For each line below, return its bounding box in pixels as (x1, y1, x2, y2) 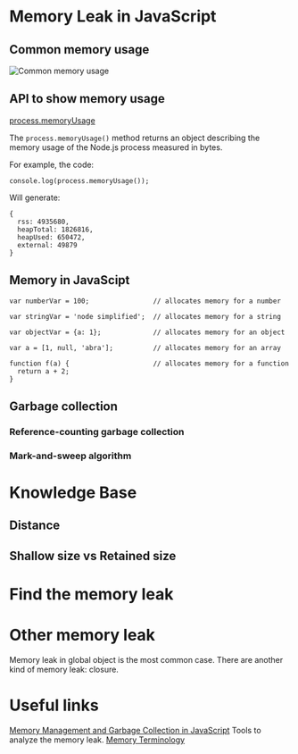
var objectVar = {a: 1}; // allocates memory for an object (9, 328, 286, 337)
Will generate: (9, 192, 61, 203)
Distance (9, 518, 61, 533)
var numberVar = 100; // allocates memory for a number (9, 297, 281, 306)
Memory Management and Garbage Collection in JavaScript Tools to (9, 725, 261, 735)
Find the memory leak (9, 584, 174, 605)
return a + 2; (17, 366, 70, 376)
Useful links (9, 695, 100, 716)
